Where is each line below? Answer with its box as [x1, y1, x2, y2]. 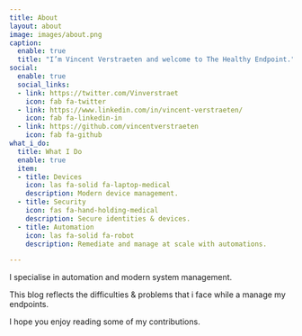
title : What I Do [17, 147, 83, 156]
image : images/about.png [9, 30, 102, 39]
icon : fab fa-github [25, 131, 102, 140]
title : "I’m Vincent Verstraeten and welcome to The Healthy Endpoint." [17, 55, 296, 64]
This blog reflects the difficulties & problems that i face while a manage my [9, 289, 286, 300]
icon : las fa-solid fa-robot [25, 231, 135, 240]
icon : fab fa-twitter [25, 96, 106, 106]
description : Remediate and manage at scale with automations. [25, 240, 268, 249]
